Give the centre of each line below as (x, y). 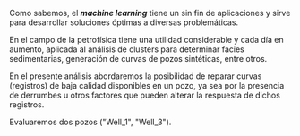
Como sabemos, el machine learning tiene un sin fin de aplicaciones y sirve (150, 13)
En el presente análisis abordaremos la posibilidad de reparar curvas (136, 76)
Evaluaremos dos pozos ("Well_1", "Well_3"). (90, 122)
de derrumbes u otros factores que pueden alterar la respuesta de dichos (145, 95)
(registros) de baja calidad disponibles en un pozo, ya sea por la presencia (147, 85)
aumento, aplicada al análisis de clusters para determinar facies (127, 49)
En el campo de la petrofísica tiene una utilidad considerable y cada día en (146, 40)
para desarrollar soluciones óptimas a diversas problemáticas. (124, 22)
